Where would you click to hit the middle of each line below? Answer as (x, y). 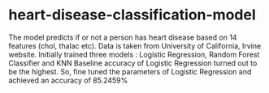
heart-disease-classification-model (132, 15)
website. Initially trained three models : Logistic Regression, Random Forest (134, 54)
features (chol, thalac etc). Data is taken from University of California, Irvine (135, 45)
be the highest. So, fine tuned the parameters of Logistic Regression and (130, 71)
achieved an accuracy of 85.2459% (68, 80)
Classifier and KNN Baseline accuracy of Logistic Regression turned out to (133, 63)
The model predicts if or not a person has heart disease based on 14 (123, 37)
